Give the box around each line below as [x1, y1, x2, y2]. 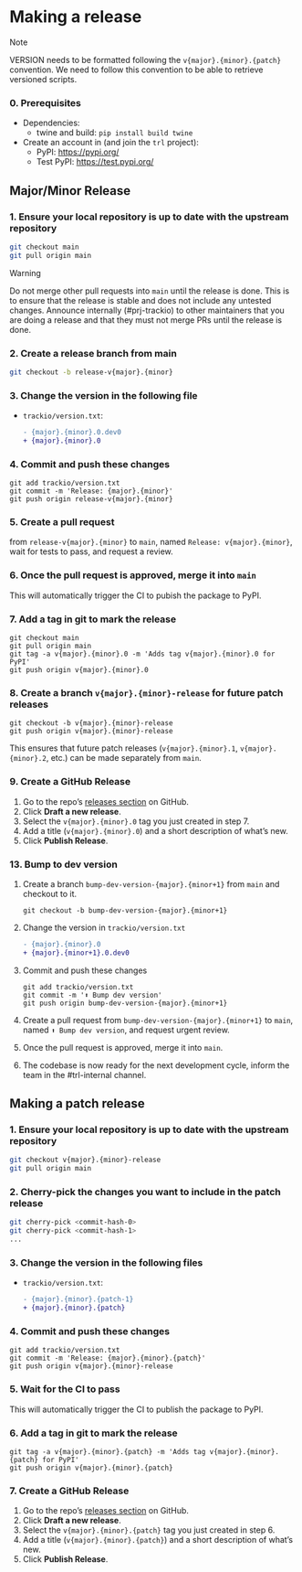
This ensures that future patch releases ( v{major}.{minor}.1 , [9, 743, 239, 754]
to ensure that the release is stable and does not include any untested [9, 294, 272, 305]
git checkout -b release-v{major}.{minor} [9, 368, 173, 377]
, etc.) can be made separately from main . [46, 753, 203, 764]
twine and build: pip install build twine [36, 127, 193, 138]
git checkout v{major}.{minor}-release [9, 1155, 161, 1165]
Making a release [9, 6, 142, 27]
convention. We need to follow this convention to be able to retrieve [9, 64, 264, 75]
